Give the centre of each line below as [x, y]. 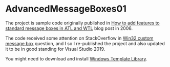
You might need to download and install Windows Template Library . [76, 58]
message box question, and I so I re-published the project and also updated [85, 43]
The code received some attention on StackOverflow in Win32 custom [79, 38]
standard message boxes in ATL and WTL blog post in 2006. [69, 28]
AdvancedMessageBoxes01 [66, 9]
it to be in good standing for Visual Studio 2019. [55, 49]
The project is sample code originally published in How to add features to [82, 23]
